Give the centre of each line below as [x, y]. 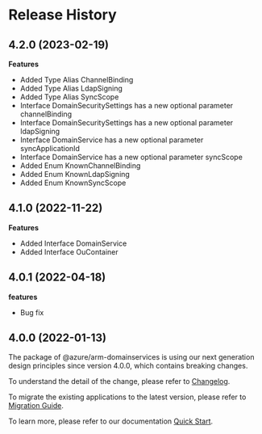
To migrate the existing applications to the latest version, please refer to [127, 397]
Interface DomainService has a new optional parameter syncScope [131, 157]
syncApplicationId [50, 148]
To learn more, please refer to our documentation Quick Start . [111, 421]
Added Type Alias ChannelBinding [77, 80]
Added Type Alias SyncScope [69, 97]
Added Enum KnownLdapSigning [75, 174]
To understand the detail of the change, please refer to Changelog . [119, 381]
